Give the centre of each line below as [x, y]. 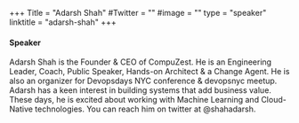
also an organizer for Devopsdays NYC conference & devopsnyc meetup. [143, 81]
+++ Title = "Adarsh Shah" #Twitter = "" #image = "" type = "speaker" [138, 13]
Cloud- [274, 100]
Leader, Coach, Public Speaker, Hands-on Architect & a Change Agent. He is [149, 72]
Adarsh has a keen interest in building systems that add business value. [140, 90]
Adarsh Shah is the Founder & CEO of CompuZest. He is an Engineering [141, 62]
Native [21, 109]
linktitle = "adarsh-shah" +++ [63, 22]
